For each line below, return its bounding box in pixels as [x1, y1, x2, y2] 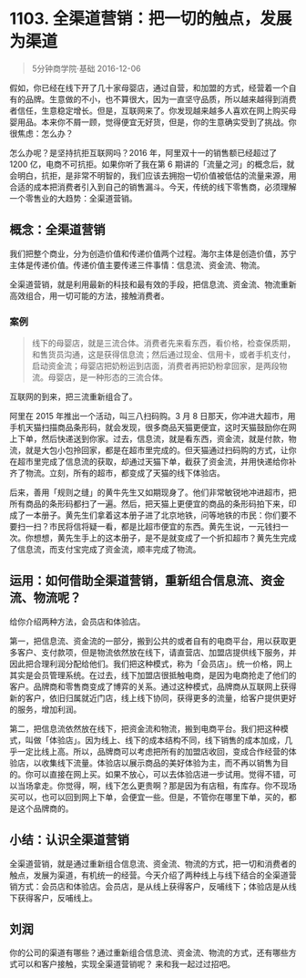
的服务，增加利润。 [9, 704, 82, 715]
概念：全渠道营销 [9, 222, 106, 238]
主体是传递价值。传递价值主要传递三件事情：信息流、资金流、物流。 [9, 259, 265, 270]
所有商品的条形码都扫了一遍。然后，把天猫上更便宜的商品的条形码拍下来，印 [9, 499, 297, 510]
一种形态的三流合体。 [87, 372, 168, 383]
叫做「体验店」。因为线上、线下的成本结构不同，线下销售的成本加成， [25, 735, 285, 746]
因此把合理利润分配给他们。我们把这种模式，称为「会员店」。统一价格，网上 [9, 658, 293, 669]
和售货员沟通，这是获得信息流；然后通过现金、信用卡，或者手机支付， [31, 349, 296, 360]
